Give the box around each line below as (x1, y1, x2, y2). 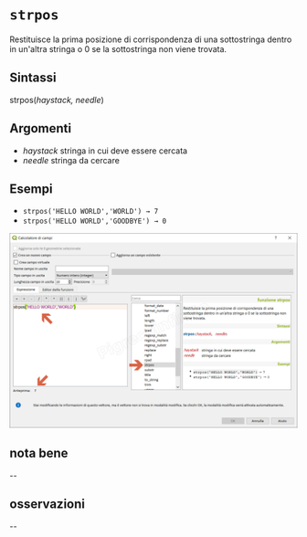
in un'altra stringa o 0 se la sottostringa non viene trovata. (9, 43, 227, 54)
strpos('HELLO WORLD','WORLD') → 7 (22, 207, 159, 216)
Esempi (9, 181, 53, 196)
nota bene (9, 446, 69, 461)
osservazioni (9, 497, 85, 512)
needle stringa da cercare (22, 154, 121, 165)
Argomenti (9, 121, 71, 136)
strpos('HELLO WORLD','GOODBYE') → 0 (22, 216, 167, 226)
